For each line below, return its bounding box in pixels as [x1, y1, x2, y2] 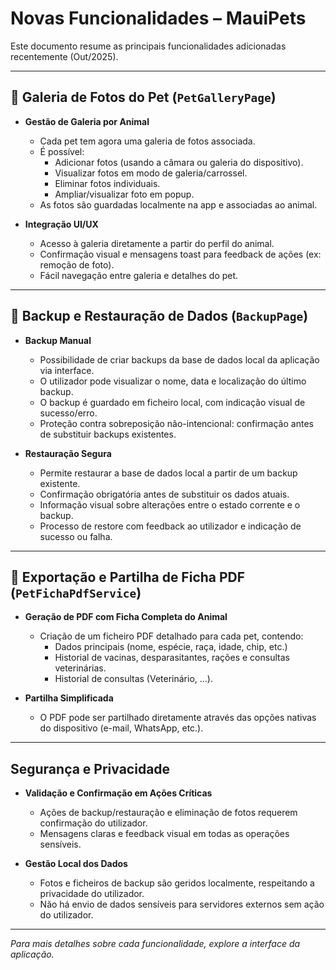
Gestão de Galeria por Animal [24, 115, 150, 127]
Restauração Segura [24, 447, 112, 459]
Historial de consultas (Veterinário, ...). [54, 673, 213, 685]
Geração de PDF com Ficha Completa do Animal [24, 611, 228, 623]
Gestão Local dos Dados [24, 858, 128, 870]
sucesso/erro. [39, 407, 98, 419]
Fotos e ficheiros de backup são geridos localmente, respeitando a [39, 877, 315, 889]
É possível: [39, 145, 85, 157]
